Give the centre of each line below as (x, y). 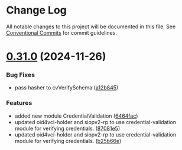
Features (19, 103)
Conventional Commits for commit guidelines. (61, 32)
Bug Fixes (21, 75)
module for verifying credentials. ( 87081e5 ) (67, 128)
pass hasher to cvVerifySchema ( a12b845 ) (66, 88)
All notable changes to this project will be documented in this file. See (91, 26)
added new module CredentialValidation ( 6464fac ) (76, 116)
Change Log (36, 10)
